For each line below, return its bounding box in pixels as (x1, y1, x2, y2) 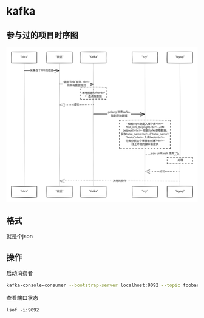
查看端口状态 (6, 294, 38, 301)
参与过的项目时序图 (6, 30, 78, 40)
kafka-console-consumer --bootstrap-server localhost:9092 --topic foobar (6, 282, 200, 289)
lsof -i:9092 (6, 307, 39, 313)
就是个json (6, 232, 33, 240)
